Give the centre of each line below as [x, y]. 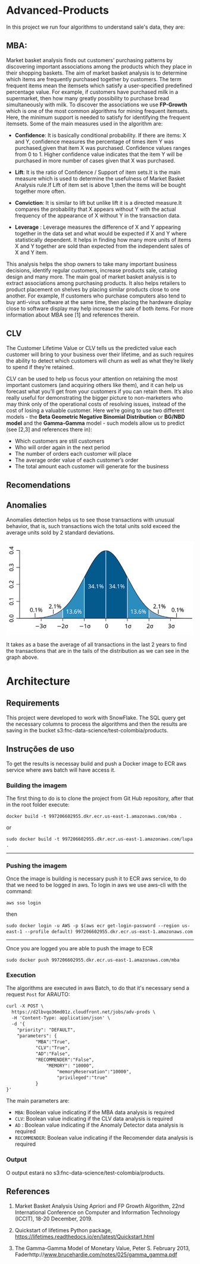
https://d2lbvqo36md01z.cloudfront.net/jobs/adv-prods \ [84, 1012]
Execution [21, 975]
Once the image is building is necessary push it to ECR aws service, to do [96, 879]
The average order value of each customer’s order [76, 460]
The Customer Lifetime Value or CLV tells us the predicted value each [91, 348]
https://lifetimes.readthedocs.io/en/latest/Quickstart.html [85, 1237]
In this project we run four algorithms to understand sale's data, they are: [96, 27]
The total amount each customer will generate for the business [92, 466]
